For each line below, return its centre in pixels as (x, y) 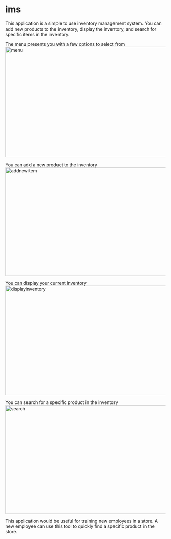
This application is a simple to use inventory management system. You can (83, 23)
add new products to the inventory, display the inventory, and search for (81, 29)
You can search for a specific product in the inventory (62, 402)
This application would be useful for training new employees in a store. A (82, 521)
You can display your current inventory (46, 283)
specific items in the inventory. (37, 34)
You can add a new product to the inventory (51, 165)
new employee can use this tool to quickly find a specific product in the (80, 526)
